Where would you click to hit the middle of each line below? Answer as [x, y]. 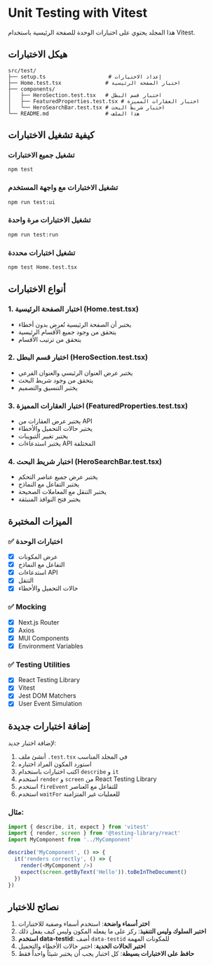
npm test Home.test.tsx [43, 267]
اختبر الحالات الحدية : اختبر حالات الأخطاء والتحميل [82, 946]
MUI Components [43, 638]
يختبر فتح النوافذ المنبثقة [49, 499]
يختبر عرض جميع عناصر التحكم [58, 477]
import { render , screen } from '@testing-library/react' [94, 833]
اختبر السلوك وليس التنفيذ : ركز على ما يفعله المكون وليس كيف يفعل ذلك [112, 931]
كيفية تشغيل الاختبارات [51, 135]
